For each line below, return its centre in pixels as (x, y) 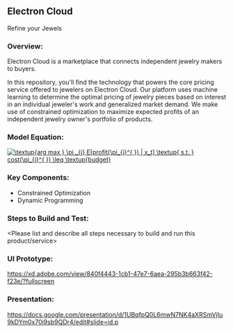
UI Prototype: (30, 259)
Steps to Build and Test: (48, 218)
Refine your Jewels (35, 28)
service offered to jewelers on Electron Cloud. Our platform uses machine (112, 90)
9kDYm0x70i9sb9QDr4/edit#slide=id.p (63, 322)
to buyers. (22, 69)
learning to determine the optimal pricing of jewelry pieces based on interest (117, 97)
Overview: (25, 46)
